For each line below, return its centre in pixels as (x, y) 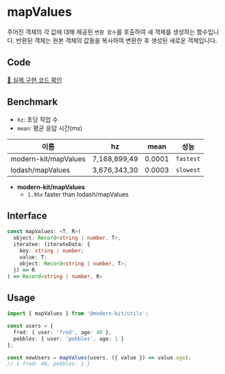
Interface (27, 216)
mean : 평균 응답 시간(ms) (50, 128)
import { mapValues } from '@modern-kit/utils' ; (78, 313)
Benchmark (33, 102)
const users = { (30, 326)
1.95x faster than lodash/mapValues (78, 194)
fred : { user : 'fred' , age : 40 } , (62, 332)
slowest (188, 170)
